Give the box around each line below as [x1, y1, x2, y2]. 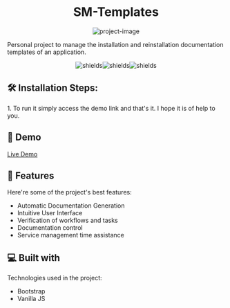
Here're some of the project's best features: [7, 188, 133, 197]
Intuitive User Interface [17, 209, 83, 217]
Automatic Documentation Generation [17, 201, 125, 210]
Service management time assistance [17, 231, 124, 239]
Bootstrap [17, 287, 46, 296]
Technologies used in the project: [7, 274, 102, 282]
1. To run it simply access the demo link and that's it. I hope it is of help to [7, 104, 215, 112]
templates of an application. [7, 48, 86, 56]
